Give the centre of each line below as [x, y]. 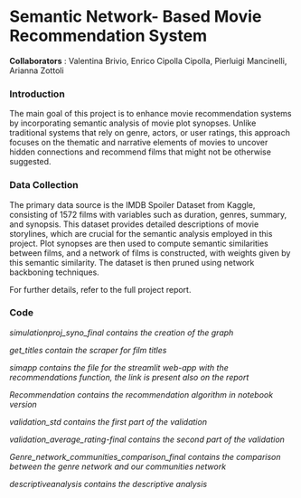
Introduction [37, 94]
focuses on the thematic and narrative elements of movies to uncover [139, 143]
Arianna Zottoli [37, 70]
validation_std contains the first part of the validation [108, 421]
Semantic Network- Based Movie [136, 17]
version [24, 404]
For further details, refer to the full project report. [100, 289]
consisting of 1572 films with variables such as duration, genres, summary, [148, 214]
